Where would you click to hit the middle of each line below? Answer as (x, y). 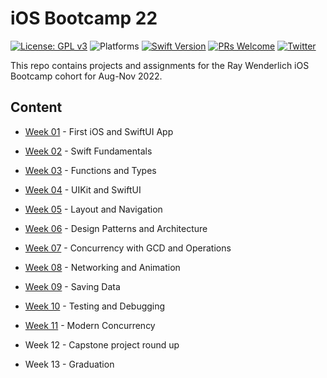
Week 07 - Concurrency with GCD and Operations (128, 248)
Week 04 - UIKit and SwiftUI (83, 189)
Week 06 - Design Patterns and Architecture (116, 228)
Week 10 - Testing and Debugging (95, 306)
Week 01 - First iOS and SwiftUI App (99, 131)
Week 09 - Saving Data (72, 286)
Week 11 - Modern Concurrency (90, 325)
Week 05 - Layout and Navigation (93, 209)
